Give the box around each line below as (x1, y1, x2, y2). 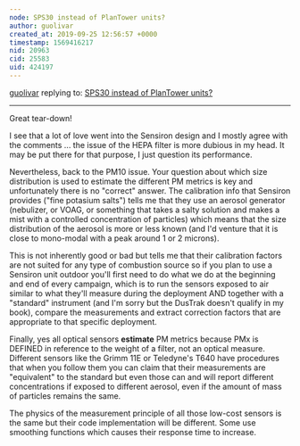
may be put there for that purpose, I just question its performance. (9, 149, 253, 160)
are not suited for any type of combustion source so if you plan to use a (9, 260, 272, 270)
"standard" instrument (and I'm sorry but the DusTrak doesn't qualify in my (9, 297, 284, 308)
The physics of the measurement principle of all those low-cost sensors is (9, 408, 282, 418)
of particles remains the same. (9, 390, 121, 401)
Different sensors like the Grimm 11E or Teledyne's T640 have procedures (9, 352, 279, 363)
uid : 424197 (9, 63, 54, 72)
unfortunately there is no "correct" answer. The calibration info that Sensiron (9, 185, 291, 196)
